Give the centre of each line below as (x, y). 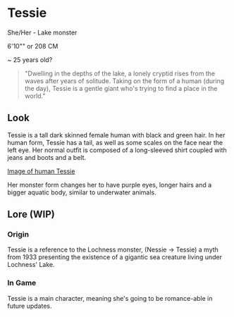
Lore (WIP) (31, 215)
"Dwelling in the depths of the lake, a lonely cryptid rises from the (120, 73)
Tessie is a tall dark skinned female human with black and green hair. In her (116, 135)
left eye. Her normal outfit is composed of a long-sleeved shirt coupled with (117, 150)
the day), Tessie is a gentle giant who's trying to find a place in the (121, 88)
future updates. (30, 306)
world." (35, 96)
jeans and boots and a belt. (47, 157)
